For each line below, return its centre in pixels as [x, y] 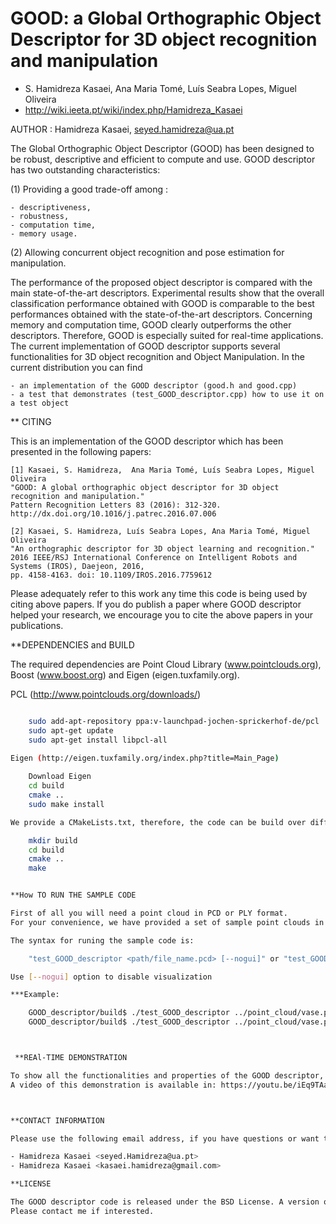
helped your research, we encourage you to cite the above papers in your [161, 614]
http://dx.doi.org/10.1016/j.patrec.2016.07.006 [113, 513]
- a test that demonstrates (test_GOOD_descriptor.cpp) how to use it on [167, 394]
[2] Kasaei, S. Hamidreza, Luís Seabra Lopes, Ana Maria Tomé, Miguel [160, 531]
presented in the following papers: [81, 451]
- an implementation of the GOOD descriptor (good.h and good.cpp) [154, 385]
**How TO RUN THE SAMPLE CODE [73, 895]
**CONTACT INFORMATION [57, 1120]
